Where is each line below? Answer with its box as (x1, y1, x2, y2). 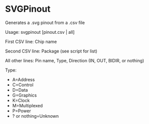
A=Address (12, 76, 35, 82)
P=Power (12, 108, 31, 114)
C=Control (12, 82, 33, 88)
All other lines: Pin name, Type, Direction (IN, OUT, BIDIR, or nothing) (5, 57, 144, 63)
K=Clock (12, 97, 30, 103)
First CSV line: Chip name (5, 38, 57, 45)
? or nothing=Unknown (12, 113, 59, 119)
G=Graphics (12, 92, 37, 98)
